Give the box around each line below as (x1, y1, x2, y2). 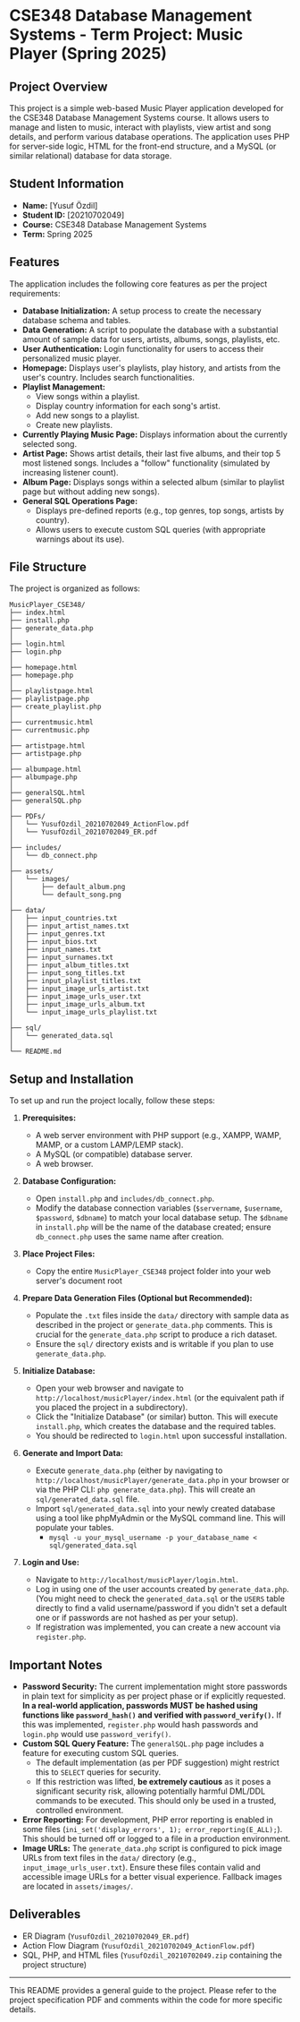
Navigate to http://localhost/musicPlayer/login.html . (35, 1574, 239, 1585)
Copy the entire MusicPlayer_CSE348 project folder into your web (35, 1266, 271, 1277)
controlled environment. (35, 1805, 124, 1816)
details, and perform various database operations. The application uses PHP (9, 132, 290, 141)
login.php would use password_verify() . (21, 1729, 171, 1740)
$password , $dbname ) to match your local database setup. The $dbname (35, 1212, 288, 1223)
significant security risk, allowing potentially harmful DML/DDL (35, 1786, 266, 1796)
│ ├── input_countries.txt (9, 914, 118, 923)
